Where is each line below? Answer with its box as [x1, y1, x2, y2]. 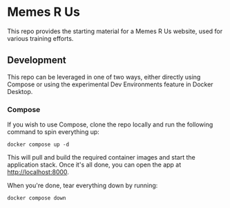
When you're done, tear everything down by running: [7, 181, 158, 190]
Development [7, 55, 67, 66]
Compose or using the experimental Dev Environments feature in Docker [7, 80, 213, 88]
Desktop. [7, 87, 33, 95]
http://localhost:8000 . [7, 168, 69, 176]
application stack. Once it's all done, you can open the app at [7, 160, 182, 169]
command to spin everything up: [7, 128, 100, 136]
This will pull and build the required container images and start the [7, 153, 195, 162]
